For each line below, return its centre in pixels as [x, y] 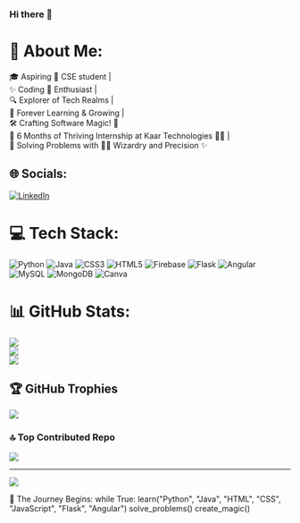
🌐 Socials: [38, 174]
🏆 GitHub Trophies [64, 388]
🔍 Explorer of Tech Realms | [62, 100]
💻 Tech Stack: [64, 233]
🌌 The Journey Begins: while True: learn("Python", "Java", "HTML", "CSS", [145, 499]
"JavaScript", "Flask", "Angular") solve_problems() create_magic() [130, 508]
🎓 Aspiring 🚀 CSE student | [60, 76]
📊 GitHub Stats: [70, 311]
